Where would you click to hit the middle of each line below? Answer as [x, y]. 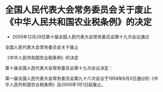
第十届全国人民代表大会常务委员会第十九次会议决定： [59, 68]
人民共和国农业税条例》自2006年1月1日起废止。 [57, 84]
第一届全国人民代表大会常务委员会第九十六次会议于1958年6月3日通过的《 [80, 78]
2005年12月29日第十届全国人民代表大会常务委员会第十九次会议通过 [81, 37]
